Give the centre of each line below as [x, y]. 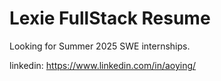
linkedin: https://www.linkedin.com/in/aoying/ [103, 65]
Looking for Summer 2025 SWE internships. [100, 46]
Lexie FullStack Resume [110, 18]
